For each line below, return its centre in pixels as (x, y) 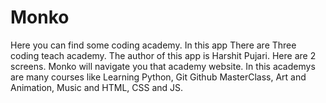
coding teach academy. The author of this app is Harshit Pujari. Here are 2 (163, 55)
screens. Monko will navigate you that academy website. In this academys (163, 66)
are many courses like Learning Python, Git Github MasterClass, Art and (158, 77)
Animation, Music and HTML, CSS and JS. (97, 87)
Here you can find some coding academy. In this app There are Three (153, 45)
